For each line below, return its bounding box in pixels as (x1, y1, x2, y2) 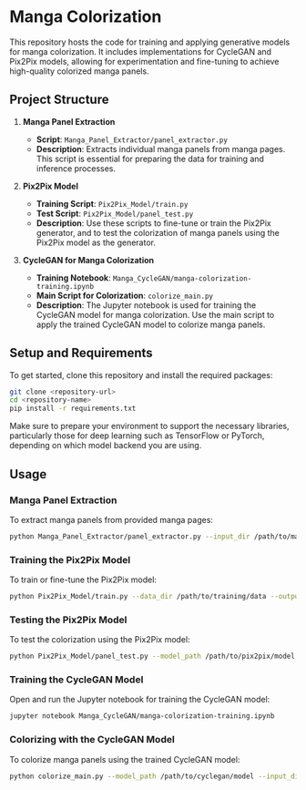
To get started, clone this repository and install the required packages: (9, 369, 273, 380)
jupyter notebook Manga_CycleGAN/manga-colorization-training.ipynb (9, 712, 275, 721)
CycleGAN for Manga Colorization (22, 254, 155, 265)
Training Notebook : (36, 272, 111, 283)
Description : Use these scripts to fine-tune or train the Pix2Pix (36, 217, 271, 229)
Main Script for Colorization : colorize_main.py (36, 290, 214, 301)
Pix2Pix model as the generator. (36, 237, 157, 248)
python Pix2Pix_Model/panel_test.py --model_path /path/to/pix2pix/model (9, 651, 296, 662)
